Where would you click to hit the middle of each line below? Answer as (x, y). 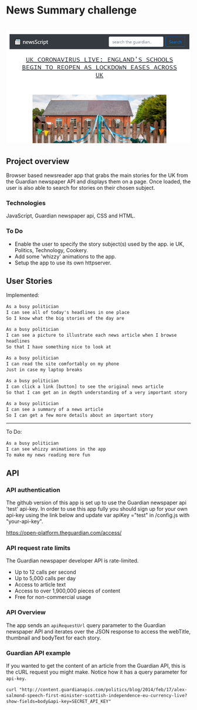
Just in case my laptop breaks (44, 370)
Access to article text (40, 585)
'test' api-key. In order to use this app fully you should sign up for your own (97, 509)
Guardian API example (38, 653)
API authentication (33, 490)
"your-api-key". (25, 521)
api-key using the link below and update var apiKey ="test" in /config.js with (98, 515)
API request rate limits (38, 548)
